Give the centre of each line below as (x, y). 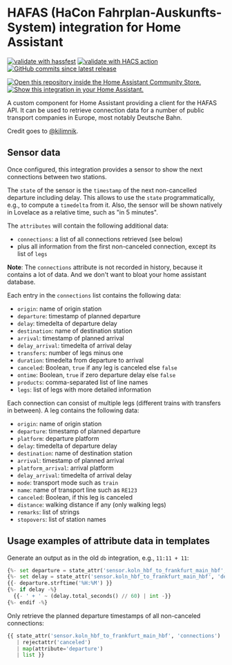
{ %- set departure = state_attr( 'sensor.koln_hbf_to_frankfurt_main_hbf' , (117, 570)
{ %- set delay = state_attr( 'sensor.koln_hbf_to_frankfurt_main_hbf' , (111, 577)
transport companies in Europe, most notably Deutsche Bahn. (95, 117)
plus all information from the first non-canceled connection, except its (116, 246)
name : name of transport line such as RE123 (77, 490)
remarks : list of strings (48, 512)
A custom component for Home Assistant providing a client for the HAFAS (112, 102)
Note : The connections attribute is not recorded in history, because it (105, 267)
